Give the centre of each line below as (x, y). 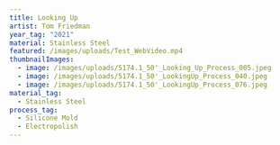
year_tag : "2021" (42, 34)
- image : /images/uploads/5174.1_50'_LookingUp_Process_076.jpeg (143, 85)
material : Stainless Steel (60, 43)
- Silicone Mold (48, 118)
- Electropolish (48, 127)
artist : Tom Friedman (50, 26)
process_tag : (34, 110)
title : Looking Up (44, 18)
